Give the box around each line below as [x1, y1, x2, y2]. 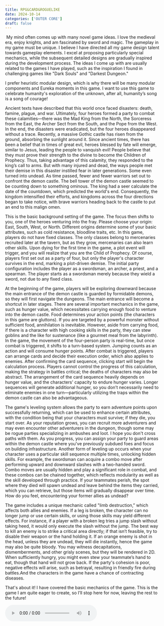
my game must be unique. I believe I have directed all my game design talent [5, 45, 160, 50]
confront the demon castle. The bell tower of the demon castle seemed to [5, 178, 154, 184]
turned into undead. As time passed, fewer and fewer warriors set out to [5, 173, 151, 179]
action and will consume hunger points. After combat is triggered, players [5, 348, 153, 354]
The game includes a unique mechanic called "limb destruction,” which [5, 503, 148, 508]
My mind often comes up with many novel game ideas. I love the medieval [6, 34, 156, 40]
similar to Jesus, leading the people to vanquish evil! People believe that [5, 147, 151, 153]
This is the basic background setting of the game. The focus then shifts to [5, 214, 154, 219]
